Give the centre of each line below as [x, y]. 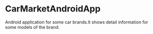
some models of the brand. [32, 27]
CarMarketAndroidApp [53, 9]
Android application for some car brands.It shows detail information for [77, 22]
